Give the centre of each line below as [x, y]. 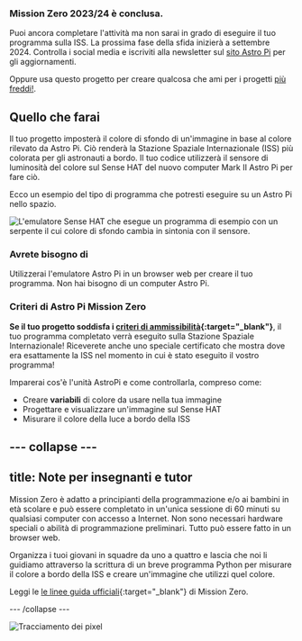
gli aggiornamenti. [43, 62]
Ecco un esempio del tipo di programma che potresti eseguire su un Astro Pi [151, 194]
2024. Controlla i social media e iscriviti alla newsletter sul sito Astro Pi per [147, 52]
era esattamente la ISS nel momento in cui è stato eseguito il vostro [134, 355]
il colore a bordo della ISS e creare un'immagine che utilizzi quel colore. [142, 573]
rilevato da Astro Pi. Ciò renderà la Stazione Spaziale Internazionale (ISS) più [151, 149]
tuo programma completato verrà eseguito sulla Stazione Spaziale [132, 336]
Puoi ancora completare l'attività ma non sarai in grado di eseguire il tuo [143, 33]
